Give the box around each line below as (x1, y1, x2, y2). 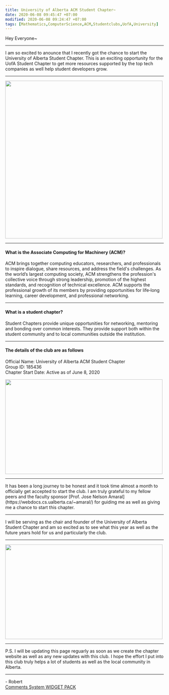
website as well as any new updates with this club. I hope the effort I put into (5, 653, 164, 659)
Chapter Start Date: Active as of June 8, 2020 (5, 369, 100, 375)
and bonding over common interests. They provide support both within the (5, 325, 159, 331)
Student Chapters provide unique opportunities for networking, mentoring (5, 320, 158, 326)
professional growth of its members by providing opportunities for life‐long (5, 287, 160, 293)
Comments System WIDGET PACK (5, 684, 76, 690)
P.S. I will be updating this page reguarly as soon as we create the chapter (5, 648, 159, 654)
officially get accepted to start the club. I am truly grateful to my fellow (5, 488, 151, 494)
